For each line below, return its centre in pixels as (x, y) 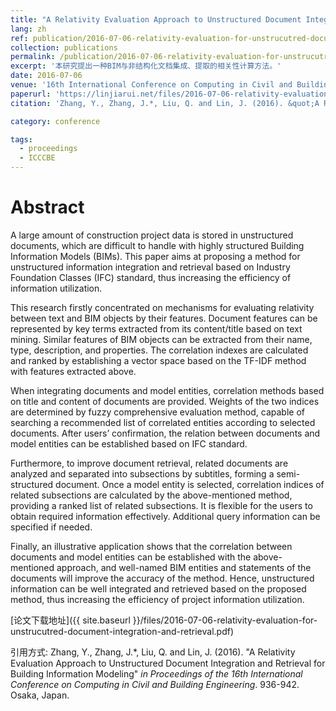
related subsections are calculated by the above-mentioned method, (151, 495)
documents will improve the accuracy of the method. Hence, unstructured (162, 578)
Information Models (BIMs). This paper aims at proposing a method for (155, 256)
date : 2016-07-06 (46, 76)
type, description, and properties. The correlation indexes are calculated (159, 350)
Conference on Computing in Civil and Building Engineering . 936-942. (155, 684)
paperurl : (31, 94)
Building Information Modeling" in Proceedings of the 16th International (156, 673)
